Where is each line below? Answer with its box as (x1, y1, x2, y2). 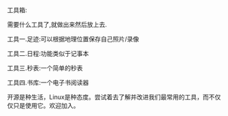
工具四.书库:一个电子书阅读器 (7, 78, 89, 87)
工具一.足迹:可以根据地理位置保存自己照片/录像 (7, 35, 139, 43)
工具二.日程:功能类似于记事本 (7, 50, 89, 57)
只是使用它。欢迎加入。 (12, 102, 80, 109)
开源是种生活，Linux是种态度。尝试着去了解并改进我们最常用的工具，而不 (7, 93, 215, 101)
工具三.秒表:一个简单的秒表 (7, 64, 84, 72)
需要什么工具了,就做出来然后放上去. (7, 20, 108, 29)
